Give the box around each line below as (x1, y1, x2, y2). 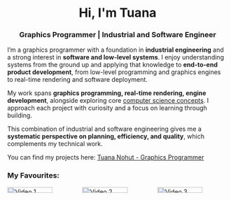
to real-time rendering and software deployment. (7, 76, 148, 84)
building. (7, 111, 33, 120)
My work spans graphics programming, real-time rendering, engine (7, 89, 206, 97)
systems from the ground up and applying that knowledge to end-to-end (7, 61, 218, 69)
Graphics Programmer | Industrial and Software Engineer (19, 30, 216, 40)
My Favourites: (7, 171, 59, 180)
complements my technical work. (7, 140, 103, 148)
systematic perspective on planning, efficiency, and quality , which (7, 132, 205, 141)
